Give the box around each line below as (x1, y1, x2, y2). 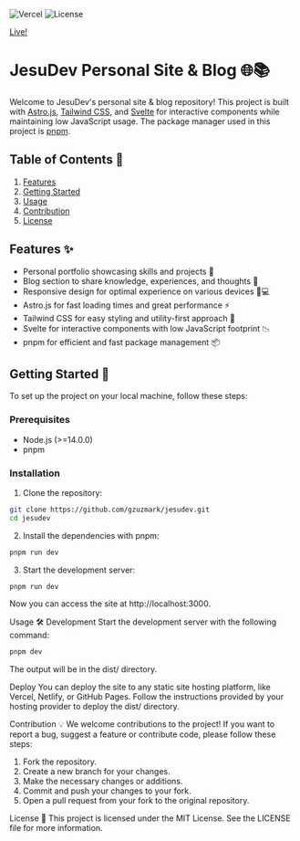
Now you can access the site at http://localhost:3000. (9, 598, 212, 609)
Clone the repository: (22, 487, 103, 498)
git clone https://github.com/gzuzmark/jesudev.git (9, 505, 210, 514)
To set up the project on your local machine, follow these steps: (9, 391, 248, 402)
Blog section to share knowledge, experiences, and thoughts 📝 (22, 275, 259, 287)
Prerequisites (9, 414, 70, 426)
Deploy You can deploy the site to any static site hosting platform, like (9, 681, 272, 693)
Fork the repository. (22, 756, 98, 767)
